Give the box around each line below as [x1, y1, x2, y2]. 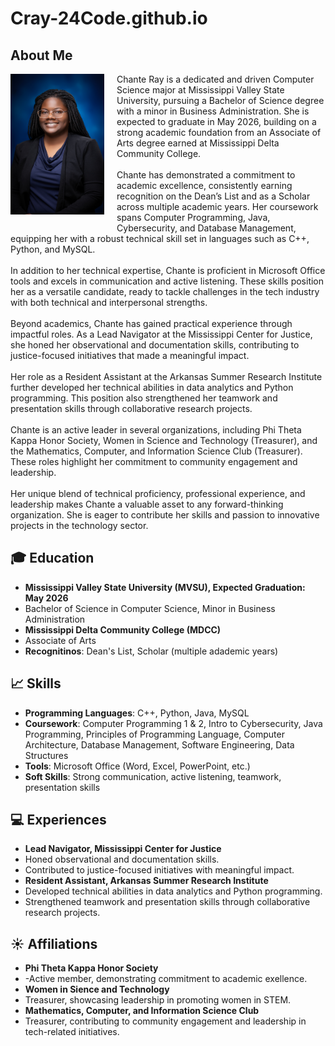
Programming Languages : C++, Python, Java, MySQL [24, 707, 250, 719]
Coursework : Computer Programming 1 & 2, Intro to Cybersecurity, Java [24, 717, 323, 729]
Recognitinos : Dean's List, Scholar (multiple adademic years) [24, 645, 279, 657]
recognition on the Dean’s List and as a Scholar [116, 190, 311, 202]
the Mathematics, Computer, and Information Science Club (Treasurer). [10, 445, 303, 457]
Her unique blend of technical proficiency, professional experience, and [10, 488, 306, 499]
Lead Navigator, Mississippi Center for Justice [24, 843, 222, 855]
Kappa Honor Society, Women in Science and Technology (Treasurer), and [10, 435, 318, 446]
